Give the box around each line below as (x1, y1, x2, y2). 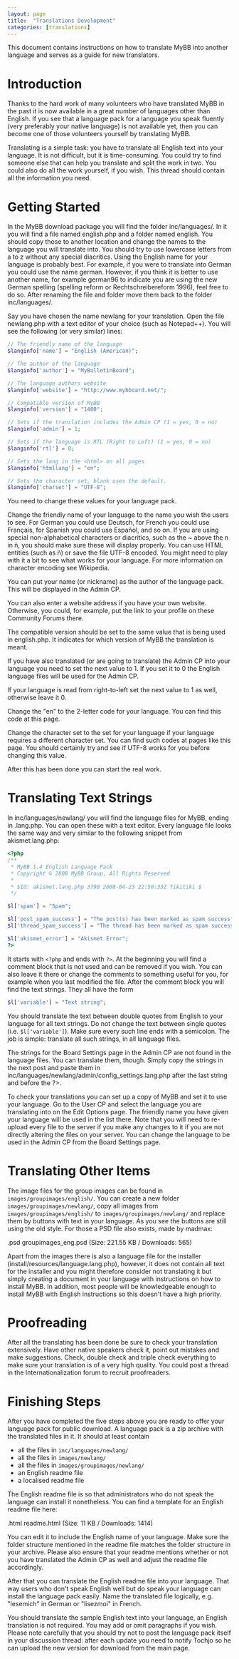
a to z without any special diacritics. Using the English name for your (7, 252, 208, 261)
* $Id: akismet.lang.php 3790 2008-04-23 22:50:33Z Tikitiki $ (10, 883, 202, 890)
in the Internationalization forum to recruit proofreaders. (7, 1368, 171, 1377)
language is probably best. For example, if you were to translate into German (7, 260, 232, 269)
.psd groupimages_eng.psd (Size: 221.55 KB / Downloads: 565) (7, 1238, 192, 1246)
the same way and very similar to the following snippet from (7, 828, 183, 838)
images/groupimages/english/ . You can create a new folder (7, 1193, 180, 1202)
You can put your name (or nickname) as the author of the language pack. (7, 577, 224, 586)
